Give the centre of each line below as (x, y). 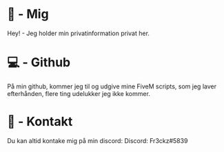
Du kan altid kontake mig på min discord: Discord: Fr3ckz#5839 (98, 140)
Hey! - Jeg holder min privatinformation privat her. (79, 33)
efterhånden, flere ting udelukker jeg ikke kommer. (79, 93)
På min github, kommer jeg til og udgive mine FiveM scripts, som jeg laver (112, 86)
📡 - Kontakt (40, 122)
